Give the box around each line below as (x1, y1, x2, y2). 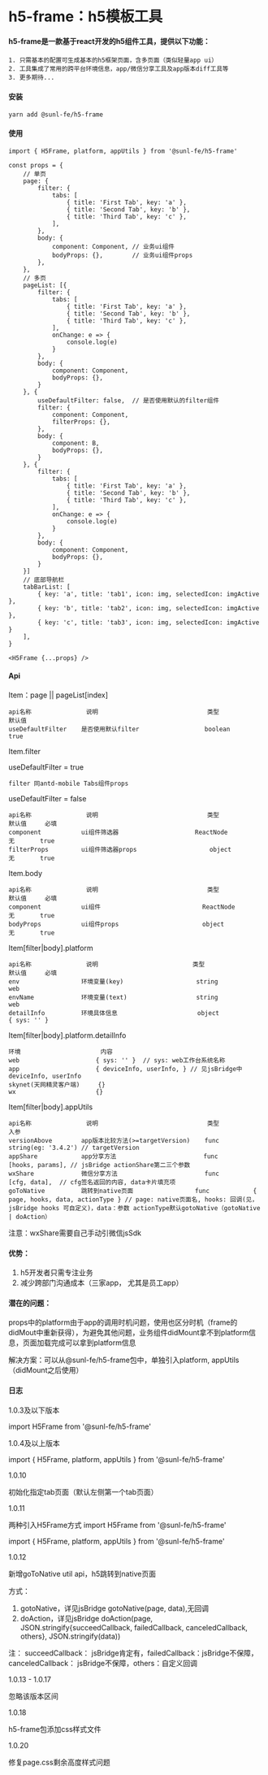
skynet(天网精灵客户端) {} (8, 1081, 106, 1089)
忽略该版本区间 (8, 1691, 58, 1701)
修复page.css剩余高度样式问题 (8, 1757, 111, 1767)
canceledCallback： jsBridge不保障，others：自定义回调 (8, 1658, 197, 1668)
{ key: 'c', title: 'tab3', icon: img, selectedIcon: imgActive (37, 618, 260, 627)
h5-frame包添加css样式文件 (8, 1724, 102, 1734)
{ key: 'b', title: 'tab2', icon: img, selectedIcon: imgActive (37, 604, 260, 612)
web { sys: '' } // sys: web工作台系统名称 (8, 1057, 226, 1065)
